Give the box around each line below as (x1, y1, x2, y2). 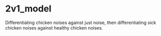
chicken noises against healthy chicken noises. (5, 24, 103, 30)
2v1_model (5, 3, 51, 14)
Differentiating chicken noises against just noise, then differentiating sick (5, 19, 156, 25)
